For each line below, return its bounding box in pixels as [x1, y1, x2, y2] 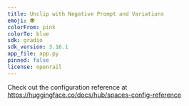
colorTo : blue [7, 30, 50, 38]
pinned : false [7, 57, 50, 64]
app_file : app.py [7, 51, 59, 58]
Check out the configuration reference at [7, 83, 128, 91]
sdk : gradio [7, 37, 43, 44]
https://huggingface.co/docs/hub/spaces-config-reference [7, 90, 182, 99]
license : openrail [7, 63, 62, 70]
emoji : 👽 [7, 17, 35, 24]
